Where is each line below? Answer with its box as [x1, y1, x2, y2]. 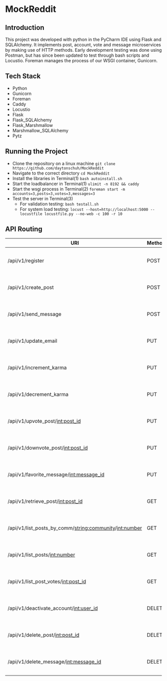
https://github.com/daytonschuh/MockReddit [12, 166, 104, 171]
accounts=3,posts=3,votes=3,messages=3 [12, 191, 95, 196]
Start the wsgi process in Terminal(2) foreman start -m [12, 186, 125, 192]
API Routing [5, 225, 43, 233]
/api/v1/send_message [7, 311, 62, 318]
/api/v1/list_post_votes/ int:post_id [7, 578, 86, 585]
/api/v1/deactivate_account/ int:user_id [7, 605, 98, 612]
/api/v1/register [7, 257, 44, 264]
